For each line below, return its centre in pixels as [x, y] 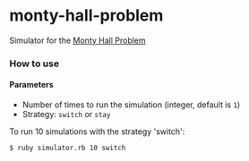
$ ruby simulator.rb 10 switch [68, 148]
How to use [34, 64]
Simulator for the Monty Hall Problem [77, 40]
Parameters [31, 85]
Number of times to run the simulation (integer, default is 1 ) [131, 105]
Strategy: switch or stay [66, 114]
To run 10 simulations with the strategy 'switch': [97, 131]
